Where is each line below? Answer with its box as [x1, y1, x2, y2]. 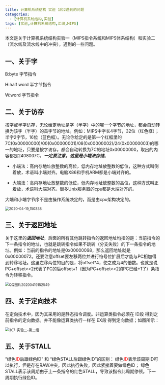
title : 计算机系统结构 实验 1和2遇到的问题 [5, 7, 84, 12]
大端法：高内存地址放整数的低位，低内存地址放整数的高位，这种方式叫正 [12, 179, 159, 185]
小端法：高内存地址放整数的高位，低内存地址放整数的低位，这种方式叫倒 [12, 163, 159, 169]
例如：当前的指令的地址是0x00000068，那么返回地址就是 [13, 247, 131, 253]
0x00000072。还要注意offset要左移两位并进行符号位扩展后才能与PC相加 [5, 253, 152, 259]
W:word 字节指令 [5, 92, 39, 98]
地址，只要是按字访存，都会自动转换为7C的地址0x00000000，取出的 [13, 146, 154, 152]
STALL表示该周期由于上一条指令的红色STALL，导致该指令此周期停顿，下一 [5, 368, 156, 375]
